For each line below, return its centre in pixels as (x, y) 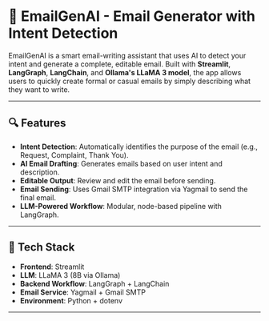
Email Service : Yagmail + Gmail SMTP (83, 292)
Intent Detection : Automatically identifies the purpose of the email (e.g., (139, 146)
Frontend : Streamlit (52, 267)
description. (40, 172)
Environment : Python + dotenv (71, 300)
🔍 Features (37, 123)
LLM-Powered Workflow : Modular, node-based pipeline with (121, 206)
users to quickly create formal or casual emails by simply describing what (129, 81)
